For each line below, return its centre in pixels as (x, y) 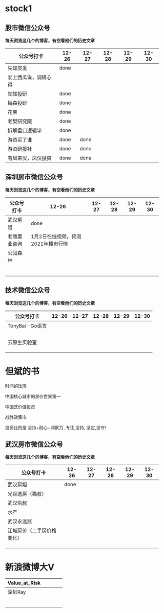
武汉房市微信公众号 (34, 444)
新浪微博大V (30, 567)
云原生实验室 (22, 342)
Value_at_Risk (24, 583)
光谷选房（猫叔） (27, 494)
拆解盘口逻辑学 (25, 130)
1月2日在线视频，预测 (56, 236)
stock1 (19, 9)
